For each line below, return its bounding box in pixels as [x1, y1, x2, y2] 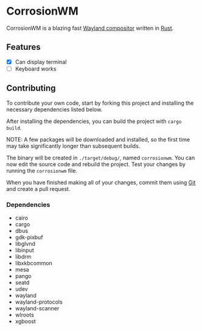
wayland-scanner [15, 304, 60, 312]
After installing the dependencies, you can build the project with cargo [6, 117, 182, 125]
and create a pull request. [6, 185, 71, 192]
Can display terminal [15, 58, 67, 65]
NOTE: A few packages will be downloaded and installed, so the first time [6, 136, 190, 143]
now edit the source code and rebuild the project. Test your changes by [6, 160, 186, 168]
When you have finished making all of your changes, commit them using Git [6, 178, 196, 186]
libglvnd [15, 240, 35, 247]
